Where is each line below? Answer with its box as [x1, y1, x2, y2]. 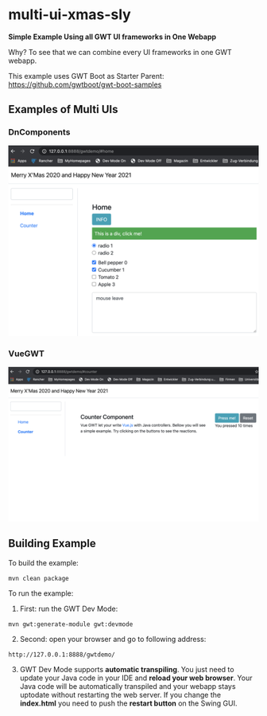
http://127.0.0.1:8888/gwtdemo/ [8, 651, 115, 659]
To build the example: [8, 558, 79, 567]
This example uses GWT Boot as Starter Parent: [8, 71, 164, 80]
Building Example [8, 537, 97, 550]
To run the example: [8, 588, 74, 598]
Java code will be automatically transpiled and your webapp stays [19, 681, 236, 691]
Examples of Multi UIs [8, 103, 118, 116]
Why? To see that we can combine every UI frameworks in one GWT [8, 47, 232, 57]
